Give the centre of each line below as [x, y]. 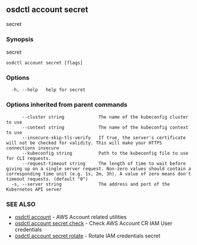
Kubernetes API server [34, 189]
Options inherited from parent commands [67, 104]
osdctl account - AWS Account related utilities [70, 217]
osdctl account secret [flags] [45, 63]
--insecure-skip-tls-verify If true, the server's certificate [104, 138]
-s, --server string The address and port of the [91, 184]
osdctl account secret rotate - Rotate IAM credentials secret [87, 236]
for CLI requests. [29, 158]
